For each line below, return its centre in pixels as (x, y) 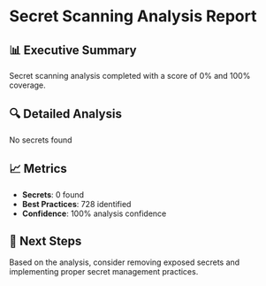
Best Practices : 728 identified (76, 204)
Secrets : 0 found (53, 194)
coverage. (27, 85)
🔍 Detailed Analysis (65, 114)
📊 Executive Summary (73, 50)
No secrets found (41, 140)
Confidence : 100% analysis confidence (94, 213)
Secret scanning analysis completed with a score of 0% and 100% (130, 76)
